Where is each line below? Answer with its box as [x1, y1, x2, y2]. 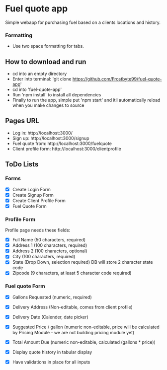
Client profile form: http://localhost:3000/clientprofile [12, 146, 121, 151]
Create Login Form [12, 186, 51, 192]
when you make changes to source [12, 102, 84, 108]
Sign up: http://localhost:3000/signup [12, 135, 89, 141]
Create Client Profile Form [12, 197, 66, 204]
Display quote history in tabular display [12, 349, 92, 355]
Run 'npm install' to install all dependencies [12, 92, 101, 98]
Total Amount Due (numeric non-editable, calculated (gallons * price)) [12, 339, 156, 345]
